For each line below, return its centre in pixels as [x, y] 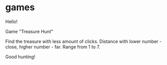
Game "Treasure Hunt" [29, 31]
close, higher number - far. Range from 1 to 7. [53, 47]
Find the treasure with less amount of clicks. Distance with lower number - [83, 41]
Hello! [11, 21]
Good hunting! [20, 57]
